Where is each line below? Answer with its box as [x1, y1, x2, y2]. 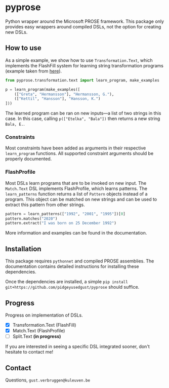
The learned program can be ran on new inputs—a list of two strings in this [5, 110, 161, 117]
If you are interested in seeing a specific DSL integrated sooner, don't [5, 343, 150, 350]
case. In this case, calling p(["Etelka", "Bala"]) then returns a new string [5, 115, 160, 122]
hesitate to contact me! [5, 349, 54, 355]
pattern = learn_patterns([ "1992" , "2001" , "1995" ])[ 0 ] [5, 211, 125, 216]
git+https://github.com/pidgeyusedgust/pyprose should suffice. [5, 284, 140, 290]
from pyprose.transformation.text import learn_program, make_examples [5, 77, 159, 83]
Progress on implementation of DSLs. [5, 312, 83, 318]
